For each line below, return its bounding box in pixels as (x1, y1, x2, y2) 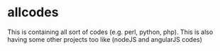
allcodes (7, 4, 59, 21)
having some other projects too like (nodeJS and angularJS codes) (7, 35, 202, 43)
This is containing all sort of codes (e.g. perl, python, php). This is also (7, 28, 214, 36)
